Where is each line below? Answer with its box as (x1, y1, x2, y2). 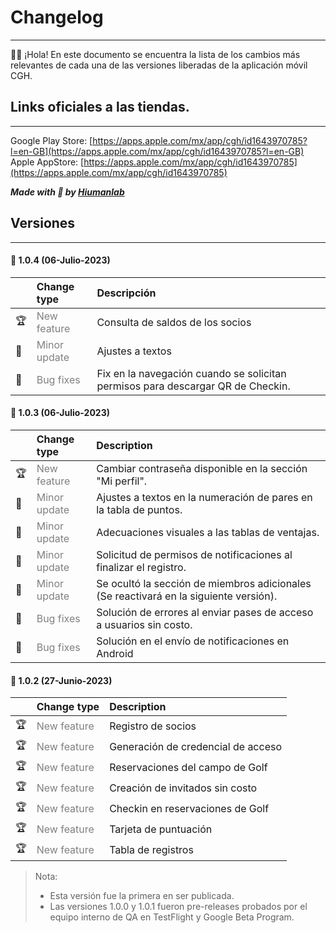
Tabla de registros (109, 842, 194, 856)
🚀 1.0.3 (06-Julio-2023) (10, 407, 110, 419)
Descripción (96, 286, 157, 300)
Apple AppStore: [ (10, 156, 85, 168)
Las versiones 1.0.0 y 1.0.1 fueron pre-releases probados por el (49, 901, 308, 913)
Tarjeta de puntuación (109, 822, 213, 836)
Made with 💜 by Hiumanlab (10, 186, 125, 198)
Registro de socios (109, 719, 197, 733)
